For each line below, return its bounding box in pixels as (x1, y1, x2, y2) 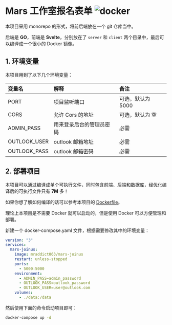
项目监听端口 (53, 98, 85, 105)
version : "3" (5, 238, 33, 243)
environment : (14, 271, 42, 276)
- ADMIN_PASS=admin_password (18, 276, 81, 281)
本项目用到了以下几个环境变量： (5, 71, 73, 78)
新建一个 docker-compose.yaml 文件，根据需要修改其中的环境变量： (5, 227, 150, 233)
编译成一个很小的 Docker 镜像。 (9, 40, 77, 47)
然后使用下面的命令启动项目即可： (5, 304, 77, 311)
